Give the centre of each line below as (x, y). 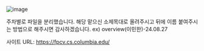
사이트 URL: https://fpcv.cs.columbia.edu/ (58, 42)
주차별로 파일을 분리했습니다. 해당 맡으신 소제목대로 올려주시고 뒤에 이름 (92, 22)
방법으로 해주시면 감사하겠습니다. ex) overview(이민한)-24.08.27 (90, 29)
